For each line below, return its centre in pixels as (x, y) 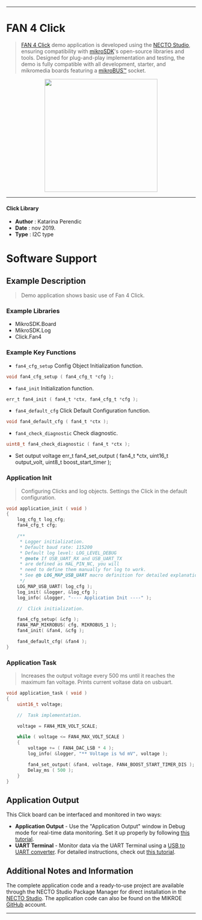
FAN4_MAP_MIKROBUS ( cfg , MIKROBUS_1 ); (67, 625)
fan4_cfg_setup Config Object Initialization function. (79, 366)
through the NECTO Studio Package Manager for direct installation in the (96, 892)
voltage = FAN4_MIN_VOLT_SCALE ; (57, 726)
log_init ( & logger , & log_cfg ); (57, 592)
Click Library (23, 208)
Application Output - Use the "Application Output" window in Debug (100, 827)
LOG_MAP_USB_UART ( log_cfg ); (55, 586)
